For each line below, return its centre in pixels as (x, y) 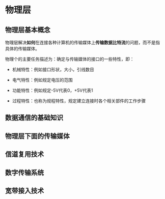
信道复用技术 (25, 155)
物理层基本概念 (28, 30)
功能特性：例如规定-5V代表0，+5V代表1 (53, 90)
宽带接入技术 (25, 190)
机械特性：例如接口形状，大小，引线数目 (53, 70)
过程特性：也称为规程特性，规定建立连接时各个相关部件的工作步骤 (79, 101)
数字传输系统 (25, 172)
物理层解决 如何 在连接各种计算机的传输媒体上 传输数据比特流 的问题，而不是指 (82, 43)
